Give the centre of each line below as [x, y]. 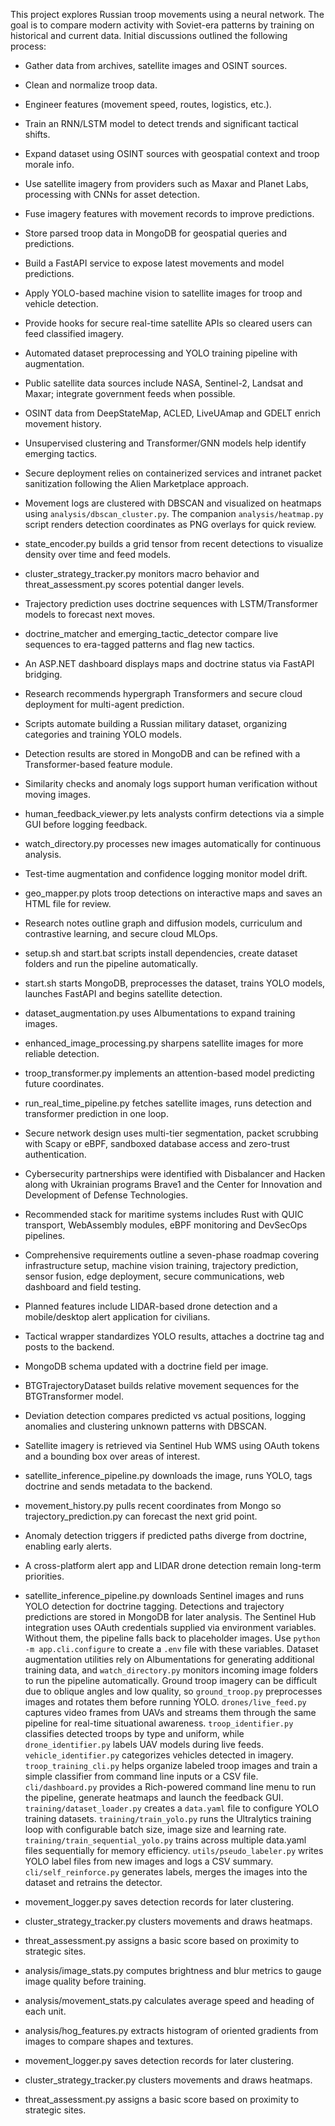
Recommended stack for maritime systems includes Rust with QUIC [164, 1214]
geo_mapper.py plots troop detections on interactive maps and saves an [173, 893]
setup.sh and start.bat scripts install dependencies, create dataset [161, 953]
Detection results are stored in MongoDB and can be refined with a [162, 753]
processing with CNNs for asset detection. [112, 194]
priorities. [44, 1576]
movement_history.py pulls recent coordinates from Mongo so [153, 1505]
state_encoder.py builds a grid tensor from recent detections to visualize [174, 543]
